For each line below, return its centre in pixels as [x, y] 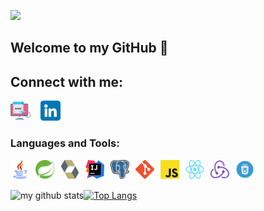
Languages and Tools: [65, 143]
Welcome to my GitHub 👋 [89, 48]
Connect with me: [67, 81]
